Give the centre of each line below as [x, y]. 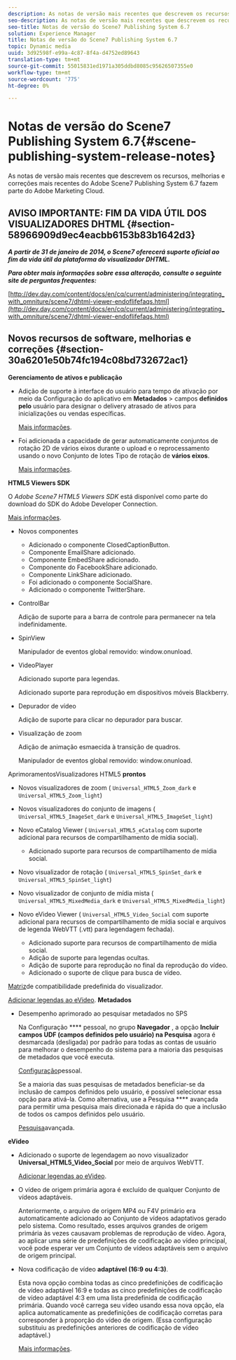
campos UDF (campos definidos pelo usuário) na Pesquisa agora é [117, 1035]
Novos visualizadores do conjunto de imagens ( [87, 808]
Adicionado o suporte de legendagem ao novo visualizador [103, 1155]
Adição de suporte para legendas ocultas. [89, 957]
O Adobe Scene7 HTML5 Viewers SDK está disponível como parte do [108, 496]
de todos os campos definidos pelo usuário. [82, 1114]
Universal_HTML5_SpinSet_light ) [65, 879]
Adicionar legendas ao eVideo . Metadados [70, 999]
